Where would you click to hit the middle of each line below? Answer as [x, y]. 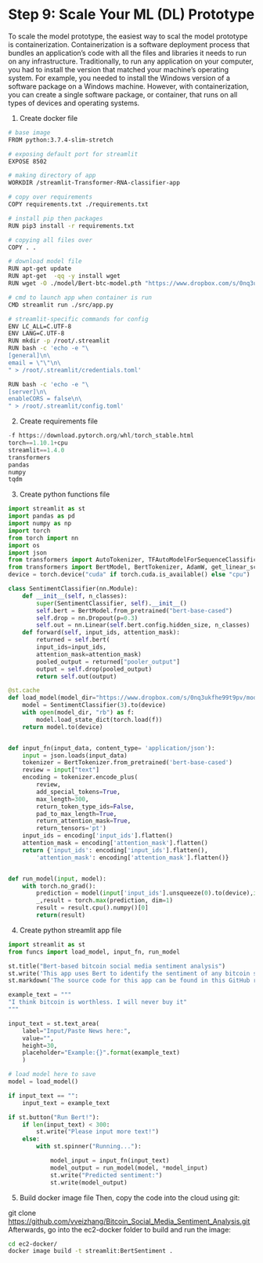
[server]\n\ [27, 392]
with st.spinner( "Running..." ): [89, 1147]
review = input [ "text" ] [61, 770]
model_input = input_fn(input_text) [110, 1161]
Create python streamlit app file [70, 930]
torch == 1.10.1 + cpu [38, 443]
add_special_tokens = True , [79, 792]
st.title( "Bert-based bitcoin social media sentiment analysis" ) [117, 966]
